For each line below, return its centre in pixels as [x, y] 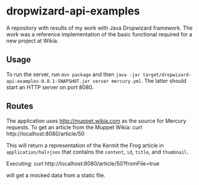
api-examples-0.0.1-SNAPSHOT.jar [48, 81]
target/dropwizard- [167, 75]
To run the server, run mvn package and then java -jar [73, 74]
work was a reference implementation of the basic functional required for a [99, 34]
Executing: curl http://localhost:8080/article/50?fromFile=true [83, 163]
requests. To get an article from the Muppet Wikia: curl [74, 127]
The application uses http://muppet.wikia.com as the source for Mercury [96, 121]
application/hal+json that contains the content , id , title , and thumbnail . [97, 152]
